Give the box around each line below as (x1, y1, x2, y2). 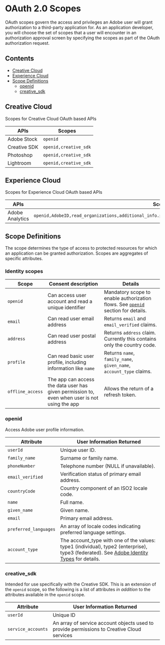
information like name (47, 365, 95, 372)
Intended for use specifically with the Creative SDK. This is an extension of (5, 581, 156, 587)
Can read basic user (47, 352, 94, 359)
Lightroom (7, 159, 31, 166)
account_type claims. (104, 368, 152, 375)
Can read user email (47, 315, 94, 322)
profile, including (47, 359, 87, 366)
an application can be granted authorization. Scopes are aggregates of (5, 250, 148, 256)
